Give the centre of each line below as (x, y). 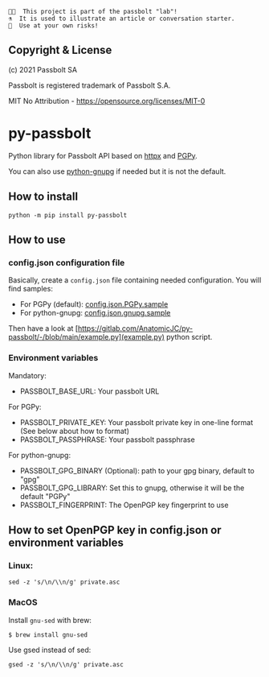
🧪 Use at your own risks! (53, 26)
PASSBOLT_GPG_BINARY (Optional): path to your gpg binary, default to (137, 470)
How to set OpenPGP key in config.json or (115, 530)
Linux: (21, 565)
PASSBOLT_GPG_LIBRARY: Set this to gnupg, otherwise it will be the (132, 488)
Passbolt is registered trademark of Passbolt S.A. (90, 85)
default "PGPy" (45, 496)
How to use (37, 239)
